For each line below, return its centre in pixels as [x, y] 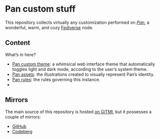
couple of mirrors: [23, 117]
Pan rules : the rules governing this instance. [56, 79]
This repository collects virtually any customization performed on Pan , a [77, 22]
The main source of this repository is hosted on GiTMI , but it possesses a [78, 112]
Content [18, 43]
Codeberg [22, 131]
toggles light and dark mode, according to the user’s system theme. [80, 69]
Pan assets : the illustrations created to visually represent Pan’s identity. [83, 74]
